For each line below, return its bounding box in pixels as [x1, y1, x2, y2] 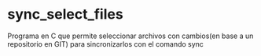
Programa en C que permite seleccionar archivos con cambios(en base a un [7, 31, 254, 40]
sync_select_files [7, 5, 123, 23]
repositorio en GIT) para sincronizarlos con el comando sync [7, 39, 204, 48]
